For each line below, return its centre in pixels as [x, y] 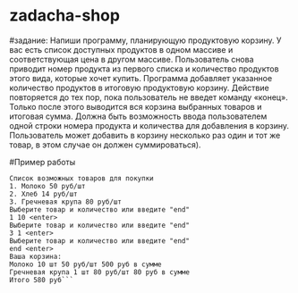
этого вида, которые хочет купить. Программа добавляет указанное [141, 78]
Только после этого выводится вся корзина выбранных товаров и [136, 106]
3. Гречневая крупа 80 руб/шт [66, 202]
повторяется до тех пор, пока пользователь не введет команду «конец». [149, 97]
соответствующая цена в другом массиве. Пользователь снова [132, 59]
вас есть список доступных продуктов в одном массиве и [121, 49]
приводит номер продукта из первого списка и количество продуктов [144, 69]
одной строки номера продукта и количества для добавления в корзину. [149, 125]
